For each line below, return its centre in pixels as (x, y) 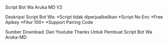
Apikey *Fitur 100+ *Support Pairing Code (49, 22)
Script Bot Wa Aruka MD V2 (34, 7)
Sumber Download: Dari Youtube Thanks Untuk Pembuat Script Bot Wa (79, 32)
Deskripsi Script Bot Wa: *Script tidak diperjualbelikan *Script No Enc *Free (84, 17)
